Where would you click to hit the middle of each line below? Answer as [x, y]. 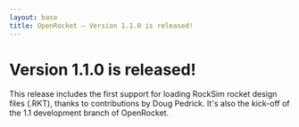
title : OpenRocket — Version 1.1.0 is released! [101, 26]
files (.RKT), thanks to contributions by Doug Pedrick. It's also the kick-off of [149, 104]
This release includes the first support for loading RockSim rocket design [143, 94]
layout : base [33, 17]
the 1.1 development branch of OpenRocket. [89, 113]
